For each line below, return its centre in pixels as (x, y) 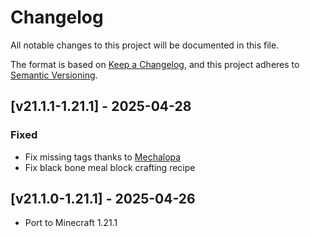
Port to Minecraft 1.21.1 (71, 223)
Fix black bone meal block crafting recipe (110, 167)
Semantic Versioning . (54, 75)
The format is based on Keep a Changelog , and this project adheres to (155, 64)
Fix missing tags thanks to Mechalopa (103, 157)
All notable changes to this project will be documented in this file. (145, 45)
